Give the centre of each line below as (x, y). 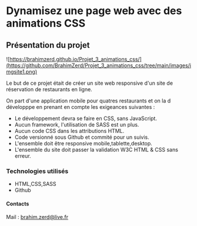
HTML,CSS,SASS (36, 184)
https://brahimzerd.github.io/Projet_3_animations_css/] (76, 59)
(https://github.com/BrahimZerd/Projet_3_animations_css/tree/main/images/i (98, 65)
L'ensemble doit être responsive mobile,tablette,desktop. (84, 143)
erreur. (23, 156)
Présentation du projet (48, 45)
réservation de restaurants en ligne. (49, 89)
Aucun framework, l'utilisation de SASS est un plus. (77, 124)
